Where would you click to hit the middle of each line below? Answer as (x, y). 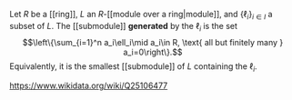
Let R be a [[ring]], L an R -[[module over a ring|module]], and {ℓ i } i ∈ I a (141, 15)
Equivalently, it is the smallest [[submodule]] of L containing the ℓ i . (133, 67)
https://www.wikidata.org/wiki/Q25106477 (89, 85)
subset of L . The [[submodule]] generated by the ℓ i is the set (124, 27)
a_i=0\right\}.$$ (153, 52)
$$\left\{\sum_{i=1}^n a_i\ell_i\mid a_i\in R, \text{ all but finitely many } (153, 42)
